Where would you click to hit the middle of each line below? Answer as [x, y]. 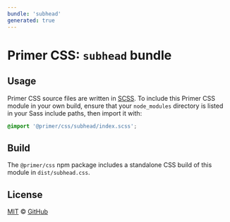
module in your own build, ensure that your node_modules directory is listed [115, 106]
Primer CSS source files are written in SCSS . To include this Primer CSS [111, 98]
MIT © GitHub [28, 211]
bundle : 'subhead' [34, 14]
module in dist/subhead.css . [49, 173]
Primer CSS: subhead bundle [90, 55]
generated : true [31, 20]
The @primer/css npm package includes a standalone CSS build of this [110, 165]
